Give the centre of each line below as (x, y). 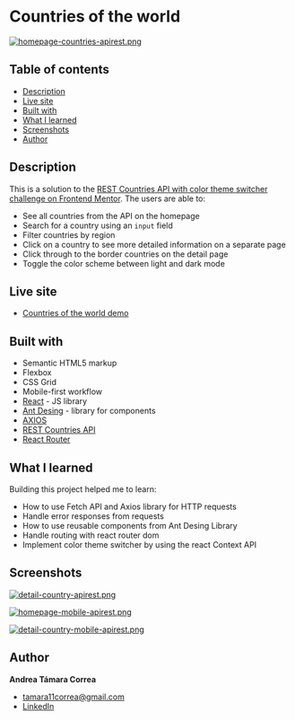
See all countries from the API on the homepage (111, 215)
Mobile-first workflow (62, 391)
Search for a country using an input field (97, 225)
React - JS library (55, 401)
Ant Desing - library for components (89, 411)
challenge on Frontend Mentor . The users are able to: (108, 198)
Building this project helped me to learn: (83, 489)
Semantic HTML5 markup (69, 363)
